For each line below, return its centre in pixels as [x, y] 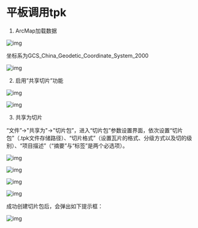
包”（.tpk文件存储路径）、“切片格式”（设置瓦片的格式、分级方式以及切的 [97, 138]
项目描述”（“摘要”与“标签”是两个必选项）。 [75, 145]
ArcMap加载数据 [36, 31]
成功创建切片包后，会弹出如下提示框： [55, 206]
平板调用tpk [36, 13]
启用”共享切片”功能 [39, 80]
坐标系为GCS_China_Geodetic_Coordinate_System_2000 [78, 55]
